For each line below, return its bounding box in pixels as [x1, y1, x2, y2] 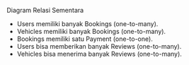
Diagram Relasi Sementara [6, 6, 84, 14]
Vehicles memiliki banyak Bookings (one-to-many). [16, 28, 166, 35]
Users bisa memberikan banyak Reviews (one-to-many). [16, 42, 182, 50]
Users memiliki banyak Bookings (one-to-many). [16, 20, 159, 28]
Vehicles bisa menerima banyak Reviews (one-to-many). [16, 49, 182, 58]
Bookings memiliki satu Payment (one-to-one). [16, 35, 153, 43]
